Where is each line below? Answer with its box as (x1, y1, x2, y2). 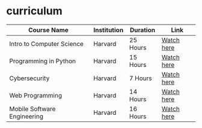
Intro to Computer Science (9, 39, 84, 48)
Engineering (9, 112, 44, 120)
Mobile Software (9, 105, 56, 113)
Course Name (28, 26, 69, 34)
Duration (129, 26, 155, 34)
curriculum (6, 4, 63, 18)
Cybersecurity (9, 74, 50, 82)
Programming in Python (9, 57, 76, 65)
